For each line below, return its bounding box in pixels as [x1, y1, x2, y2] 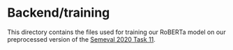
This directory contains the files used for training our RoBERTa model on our [7, 28, 226, 36]
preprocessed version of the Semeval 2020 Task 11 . [7, 35, 156, 43]
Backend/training [7, 5, 110, 21]
